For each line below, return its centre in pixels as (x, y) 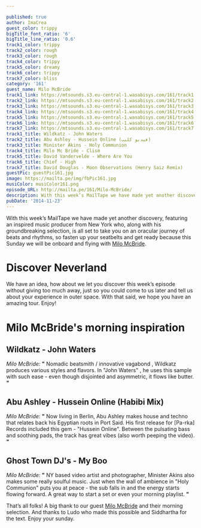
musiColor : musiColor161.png (42, 184)
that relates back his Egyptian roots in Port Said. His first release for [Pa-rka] (100, 423)
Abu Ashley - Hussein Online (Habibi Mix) (85, 402)
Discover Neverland (57, 268)
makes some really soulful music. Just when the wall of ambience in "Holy (98, 482)
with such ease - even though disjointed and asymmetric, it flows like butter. (100, 377)
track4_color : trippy (33, 61)
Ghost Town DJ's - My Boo (57, 461)
